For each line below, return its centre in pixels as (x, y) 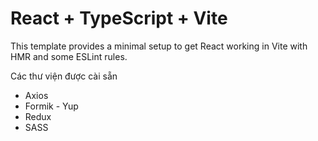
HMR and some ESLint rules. (69, 56)
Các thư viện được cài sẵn (64, 76)
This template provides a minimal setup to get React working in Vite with (159, 46)
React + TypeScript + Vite (119, 18)
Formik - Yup (51, 106)
